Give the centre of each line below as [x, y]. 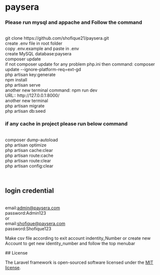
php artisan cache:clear [29, 150]
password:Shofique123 [28, 228]
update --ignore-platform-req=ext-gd [43, 70]
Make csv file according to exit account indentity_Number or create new [78, 238]
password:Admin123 [26, 213]
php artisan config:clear [29, 166]
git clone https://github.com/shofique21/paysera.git [57, 38]
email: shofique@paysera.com [35, 223]
